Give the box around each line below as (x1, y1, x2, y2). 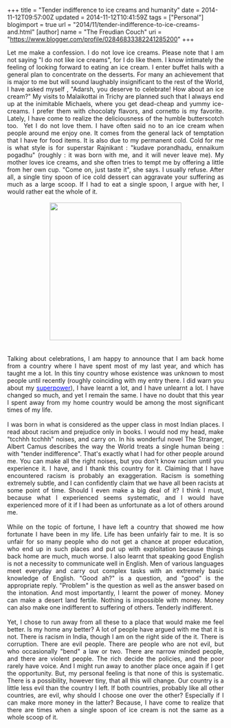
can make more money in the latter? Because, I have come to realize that (7, 698, 224, 707)
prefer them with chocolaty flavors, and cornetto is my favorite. (36, 107, 224, 115)
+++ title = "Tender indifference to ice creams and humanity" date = (7, 6, 201, 14)
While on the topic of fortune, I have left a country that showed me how (7, 523, 224, 531)
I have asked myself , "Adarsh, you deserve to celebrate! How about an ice (7, 85, 224, 93)
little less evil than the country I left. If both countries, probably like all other (7, 684, 224, 691)
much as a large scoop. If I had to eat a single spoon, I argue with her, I (7, 180, 224, 188)
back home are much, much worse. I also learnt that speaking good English (7, 552, 224, 560)
